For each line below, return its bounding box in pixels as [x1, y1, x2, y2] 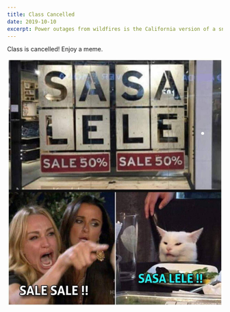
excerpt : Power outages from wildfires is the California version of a [7, 25, 216, 32]
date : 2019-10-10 [7, 18, 57, 25]
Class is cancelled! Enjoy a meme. [7, 45, 103, 53]
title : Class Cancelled [7, 11, 75, 18]
